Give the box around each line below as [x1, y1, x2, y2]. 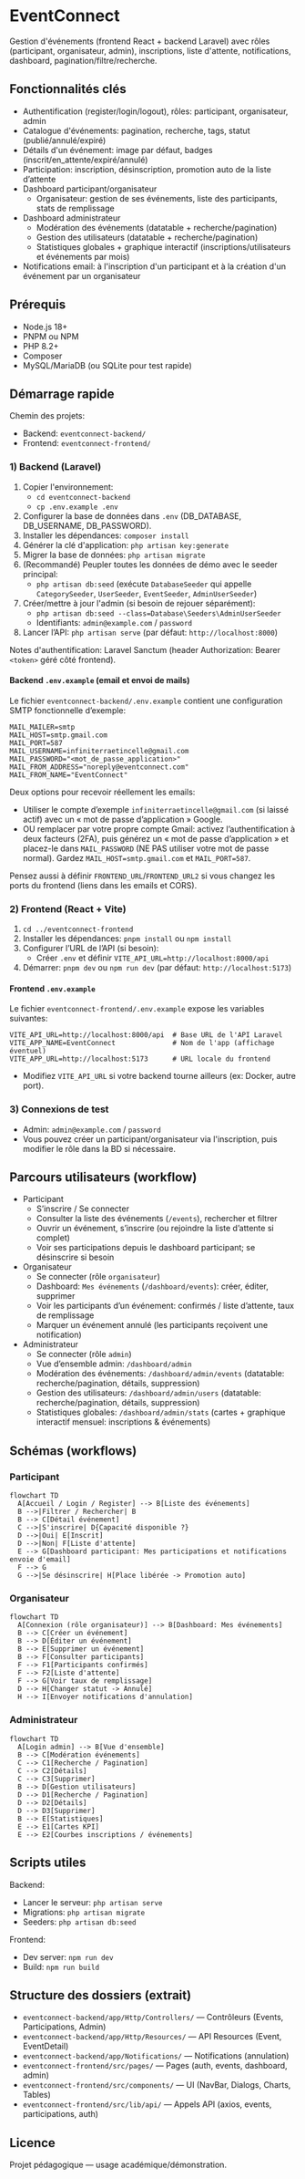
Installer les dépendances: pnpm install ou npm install [22, 933, 232, 944]
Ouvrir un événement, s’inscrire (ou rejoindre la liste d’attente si [36, 1223, 275, 1234]
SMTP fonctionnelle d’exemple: [9, 704, 127, 716]
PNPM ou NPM [22, 330, 79, 342]
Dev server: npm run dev [22, 1951, 114, 1962]
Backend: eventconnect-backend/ [22, 428, 147, 439]
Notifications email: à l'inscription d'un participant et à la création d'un [22, 261, 287, 272]
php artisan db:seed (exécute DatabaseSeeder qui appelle [36, 578, 252, 589]
